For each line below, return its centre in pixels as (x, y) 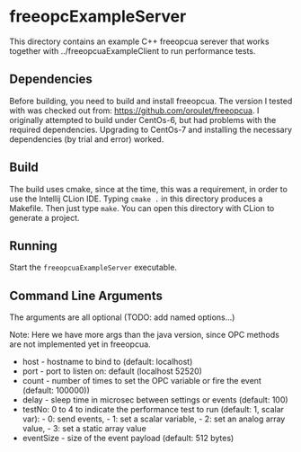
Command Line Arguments (86, 295)
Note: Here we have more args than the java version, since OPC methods (145, 335)
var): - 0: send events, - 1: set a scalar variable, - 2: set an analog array (154, 419)
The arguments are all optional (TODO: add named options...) (122, 317)
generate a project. (44, 217)
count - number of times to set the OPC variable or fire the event (142, 381)
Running (34, 246)
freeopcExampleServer (98, 17)
